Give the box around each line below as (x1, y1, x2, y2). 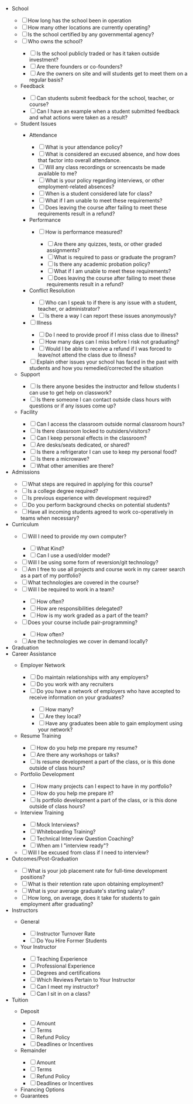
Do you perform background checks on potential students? (27, 502, 170, 508)
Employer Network (20, 661, 66, 668)
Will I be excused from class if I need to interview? (27, 849, 149, 856)
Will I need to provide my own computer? (27, 533, 127, 540)
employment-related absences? (37, 183, 115, 190)
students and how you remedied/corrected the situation (29, 365, 164, 371)
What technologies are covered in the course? (27, 579, 139, 586)
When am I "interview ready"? (36, 842, 109, 849)
